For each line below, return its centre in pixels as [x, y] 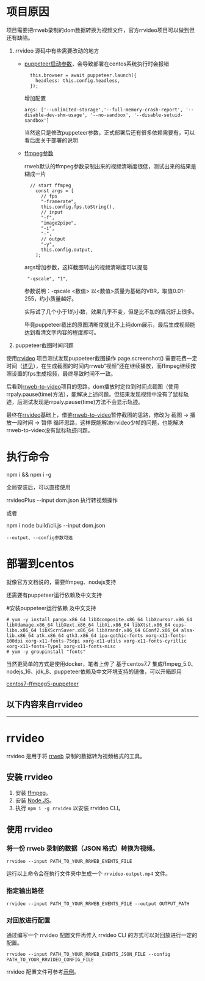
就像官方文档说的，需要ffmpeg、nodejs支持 [61, 582]
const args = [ [55, 191]
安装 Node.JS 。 [35, 800]
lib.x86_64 [20, 636]
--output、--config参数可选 [40, 538]
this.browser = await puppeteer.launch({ [83, 75]
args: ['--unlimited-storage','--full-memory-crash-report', [103, 110]
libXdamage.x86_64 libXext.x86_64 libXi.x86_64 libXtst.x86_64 [88, 625]
